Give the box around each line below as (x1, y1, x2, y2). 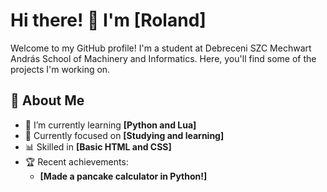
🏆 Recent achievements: (24, 155, 129, 168)
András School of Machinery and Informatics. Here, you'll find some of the (10, 52, 317, 64)
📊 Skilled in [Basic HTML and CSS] (24, 140, 172, 153)
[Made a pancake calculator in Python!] (39, 170, 208, 182)
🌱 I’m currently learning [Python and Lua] (24, 119, 197, 131)
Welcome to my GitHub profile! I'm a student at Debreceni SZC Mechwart (10, 42, 312, 54)
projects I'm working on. (10, 63, 111, 75)
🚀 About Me (10, 92, 85, 109)
